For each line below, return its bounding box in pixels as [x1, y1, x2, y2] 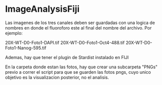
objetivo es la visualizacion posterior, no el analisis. [5, 74, 109, 80]
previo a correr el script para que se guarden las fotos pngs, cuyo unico [5, 69, 151, 75]
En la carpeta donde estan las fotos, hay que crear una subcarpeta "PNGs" [5, 64, 158, 70]
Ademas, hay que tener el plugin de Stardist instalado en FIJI [5, 54, 129, 60]
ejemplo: [5, 30, 23, 36]
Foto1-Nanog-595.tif [5, 45, 46, 51]
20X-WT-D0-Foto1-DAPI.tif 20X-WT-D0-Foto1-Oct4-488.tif [5, 39, 125, 45]
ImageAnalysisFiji [5, 3, 80, 15]
